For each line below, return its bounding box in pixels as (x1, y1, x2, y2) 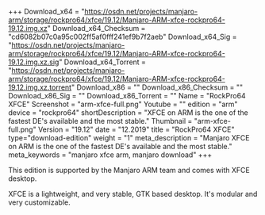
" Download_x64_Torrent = (59, 57, 147, 67)
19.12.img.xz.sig (8, 57, 60, 67)
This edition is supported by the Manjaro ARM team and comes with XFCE (8, 166, 250, 175)
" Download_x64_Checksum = (47, 24, 146, 33)
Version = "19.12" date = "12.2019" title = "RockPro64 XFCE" (38, 125, 236, 134)
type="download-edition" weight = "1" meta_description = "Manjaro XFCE (8, 133, 250, 142)
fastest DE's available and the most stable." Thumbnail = (8, 117, 193, 125)
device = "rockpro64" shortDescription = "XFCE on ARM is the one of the (8, 108, 248, 117)
